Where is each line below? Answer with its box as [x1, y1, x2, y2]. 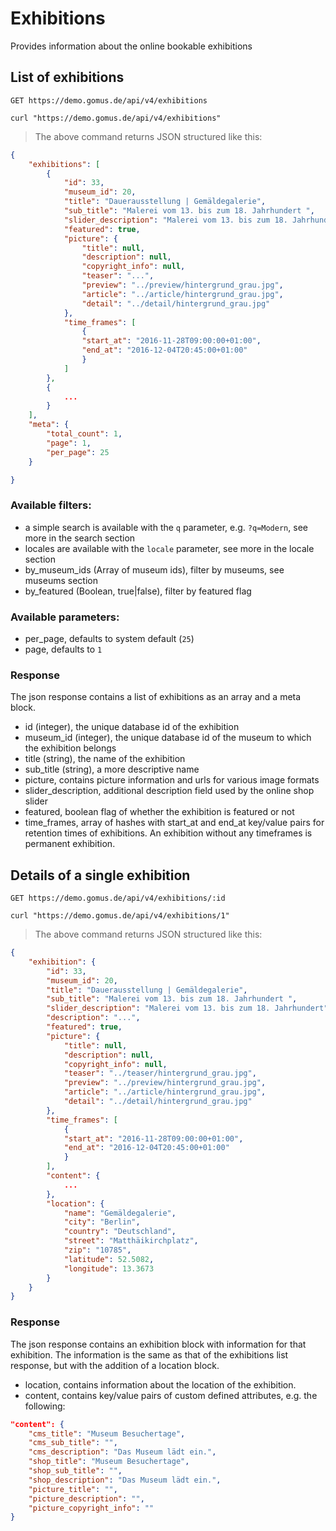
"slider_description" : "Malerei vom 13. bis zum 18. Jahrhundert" [46, 1003, 329, 1014]
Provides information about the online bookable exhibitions [10, 40, 253, 52]
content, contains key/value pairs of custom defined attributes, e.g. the [24, 1389, 318, 1401]
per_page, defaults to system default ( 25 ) [24, 632, 195, 644]
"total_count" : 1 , [46, 429, 123, 439]
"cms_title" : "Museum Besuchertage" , [28, 1428, 186, 1439]
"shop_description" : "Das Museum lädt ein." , [28, 1475, 222, 1485]
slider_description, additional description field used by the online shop [24, 785, 315, 797]
